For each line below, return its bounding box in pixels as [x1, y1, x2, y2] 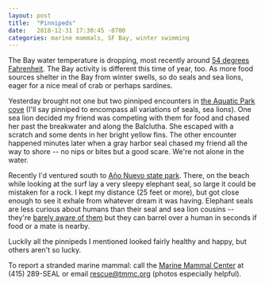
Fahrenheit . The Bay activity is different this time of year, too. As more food [8, 64, 254, 74]
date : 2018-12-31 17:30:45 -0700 [8, 26, 126, 34]
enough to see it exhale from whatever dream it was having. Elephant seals [8, 196, 254, 206]
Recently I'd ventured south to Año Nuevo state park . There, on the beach [8, 171, 250, 180]
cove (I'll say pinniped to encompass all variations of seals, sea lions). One [8, 105, 252, 114]
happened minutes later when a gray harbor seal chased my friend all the [8, 138, 248, 148]
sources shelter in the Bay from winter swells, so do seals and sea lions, [8, 72, 244, 82]
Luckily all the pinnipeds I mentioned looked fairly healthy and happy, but [8, 237, 248, 246]
